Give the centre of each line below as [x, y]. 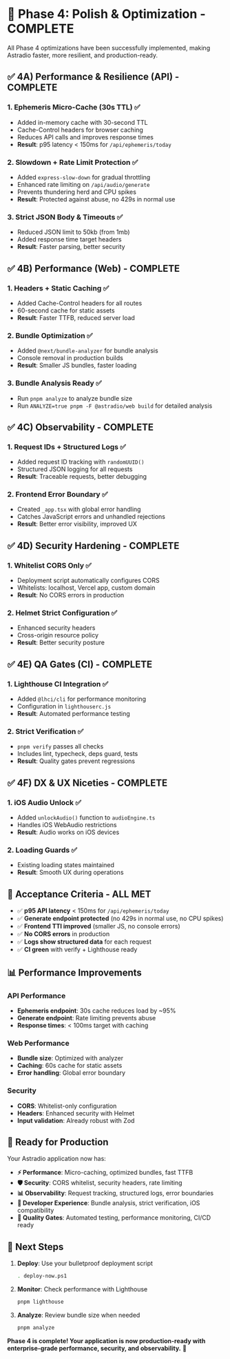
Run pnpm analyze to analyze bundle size [75, 398]
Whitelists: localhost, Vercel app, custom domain [86, 588]
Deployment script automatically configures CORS [88, 581]
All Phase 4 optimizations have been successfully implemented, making [109, 48]
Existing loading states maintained [66, 865]
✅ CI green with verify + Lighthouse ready [77, 950]
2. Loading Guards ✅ [42, 850]
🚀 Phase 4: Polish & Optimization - [106, 14]
